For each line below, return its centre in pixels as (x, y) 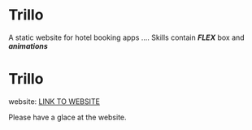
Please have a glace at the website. (68, 117)
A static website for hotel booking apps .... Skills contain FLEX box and (127, 37)
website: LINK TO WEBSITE (54, 101)
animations (28, 45)
